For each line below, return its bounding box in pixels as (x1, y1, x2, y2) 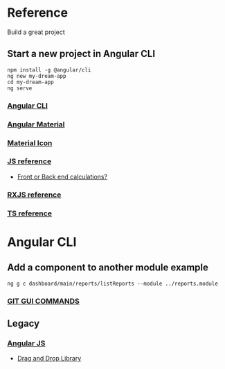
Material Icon (7, 138, 53, 147)
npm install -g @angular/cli (7, 66, 91, 74)
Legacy (7, 318, 40, 329)
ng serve (7, 85, 33, 92)
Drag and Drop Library (17, 354, 82, 363)
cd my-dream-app (7, 79, 54, 85)
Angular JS (7, 338, 46, 348)
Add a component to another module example (7, 262, 209, 274)
